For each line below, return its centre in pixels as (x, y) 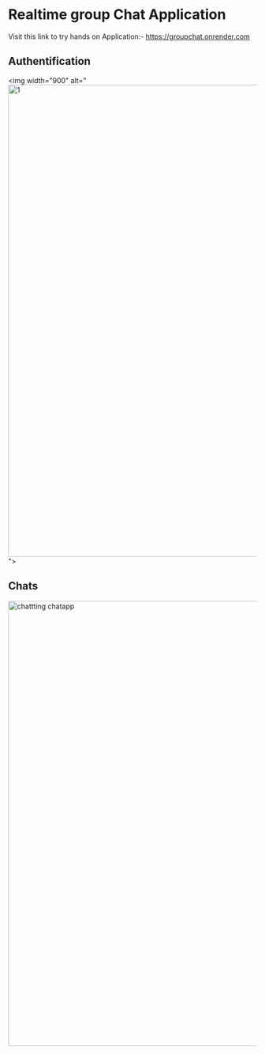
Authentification (49, 61)
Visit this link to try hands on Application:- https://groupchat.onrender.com (129, 36)
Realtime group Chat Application (117, 15)
